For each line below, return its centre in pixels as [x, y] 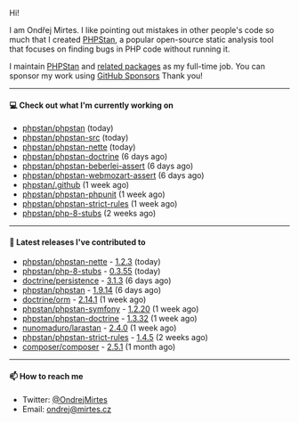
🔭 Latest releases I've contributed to [77, 242]
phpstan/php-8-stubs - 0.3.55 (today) [91, 272]
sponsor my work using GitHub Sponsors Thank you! [106, 76]
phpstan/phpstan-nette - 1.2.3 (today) [92, 262]
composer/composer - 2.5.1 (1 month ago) [99, 347]
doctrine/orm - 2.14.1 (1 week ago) [84, 300]
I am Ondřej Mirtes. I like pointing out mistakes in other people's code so [141, 30]
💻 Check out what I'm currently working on [91, 105]
